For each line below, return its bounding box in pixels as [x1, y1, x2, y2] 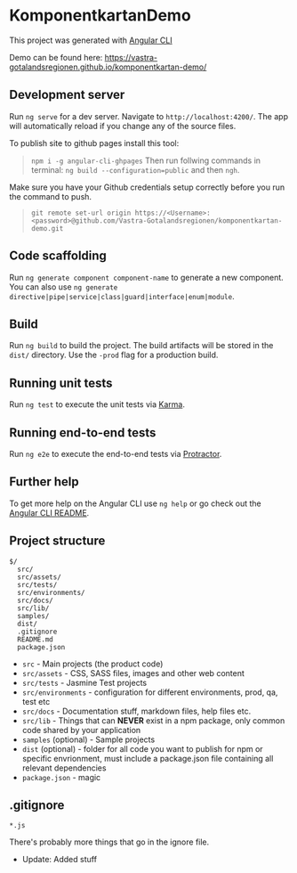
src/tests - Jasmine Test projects [21, 677, 148, 688]
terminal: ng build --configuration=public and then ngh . [30, 164, 240, 175]
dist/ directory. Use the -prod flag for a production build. [9, 349, 219, 361]
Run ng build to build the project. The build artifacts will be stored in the [9, 340, 274, 351]
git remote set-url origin [30, 208, 132, 217]
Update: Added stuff [21, 854, 98, 865]
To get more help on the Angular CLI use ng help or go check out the [9, 498, 261, 509]
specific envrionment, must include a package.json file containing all [21, 753, 274, 763]
